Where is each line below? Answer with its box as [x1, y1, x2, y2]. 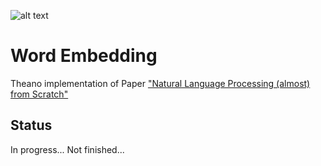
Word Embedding [10, 45, 158, 67]
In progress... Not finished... [10, 143, 125, 155]
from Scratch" [10, 88, 69, 100]
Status [10, 117, 53, 134]
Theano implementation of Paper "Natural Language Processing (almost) [10, 77, 311, 89]
